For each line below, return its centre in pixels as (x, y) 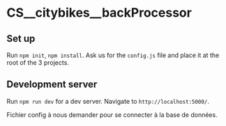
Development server (52, 85)
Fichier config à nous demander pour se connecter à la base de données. (112, 115)
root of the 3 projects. (38, 63)
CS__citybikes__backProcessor (99, 13)
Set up (21, 39)
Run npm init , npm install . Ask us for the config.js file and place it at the (113, 55)
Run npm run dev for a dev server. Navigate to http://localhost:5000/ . (108, 101)
